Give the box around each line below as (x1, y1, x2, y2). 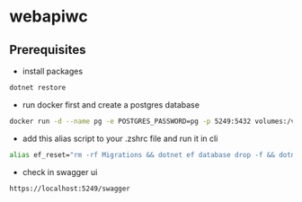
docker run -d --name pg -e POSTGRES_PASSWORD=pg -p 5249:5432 (9, 117, 252, 126)
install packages (22, 66, 84, 76)
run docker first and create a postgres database (22, 99, 200, 110)
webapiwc (9, 6, 88, 27)
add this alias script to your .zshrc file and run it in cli (22, 133, 218, 144)
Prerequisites (9, 42, 86, 57)
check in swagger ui (22, 166, 98, 177)
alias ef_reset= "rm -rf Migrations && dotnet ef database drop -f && (9, 150, 276, 159)
